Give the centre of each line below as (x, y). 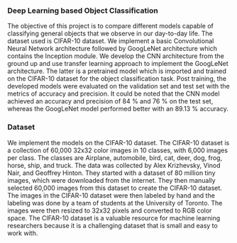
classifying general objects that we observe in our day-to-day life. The (110, 33)
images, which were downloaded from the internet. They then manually (111, 180)
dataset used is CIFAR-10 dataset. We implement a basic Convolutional (111, 41)
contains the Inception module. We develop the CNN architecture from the (116, 56)
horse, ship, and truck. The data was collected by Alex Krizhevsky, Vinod (114, 165)
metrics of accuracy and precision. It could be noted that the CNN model (114, 94)
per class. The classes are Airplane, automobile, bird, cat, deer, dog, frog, (115, 157)
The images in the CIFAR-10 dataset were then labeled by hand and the (111, 195)
